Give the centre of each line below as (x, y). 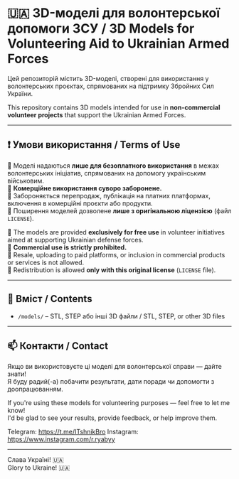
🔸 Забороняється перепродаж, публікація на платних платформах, (109, 195)
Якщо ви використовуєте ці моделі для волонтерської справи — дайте (115, 367)
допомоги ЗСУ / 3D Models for (101, 29)
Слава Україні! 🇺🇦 (36, 460)
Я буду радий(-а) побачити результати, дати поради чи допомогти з (111, 382)
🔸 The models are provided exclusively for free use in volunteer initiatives (116, 232)
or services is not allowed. (46, 262)
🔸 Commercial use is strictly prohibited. (67, 247)
